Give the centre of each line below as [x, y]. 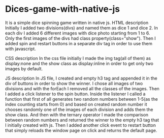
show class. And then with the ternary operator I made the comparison [77, 114]
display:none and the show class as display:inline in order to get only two [79, 63]
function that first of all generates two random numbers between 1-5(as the [82, 99]
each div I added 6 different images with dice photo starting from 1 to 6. [78, 33]
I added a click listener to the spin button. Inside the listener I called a [75, 94]
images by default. [24, 69]
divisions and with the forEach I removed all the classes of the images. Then [82, 88]
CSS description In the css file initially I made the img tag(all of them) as [78, 58]
